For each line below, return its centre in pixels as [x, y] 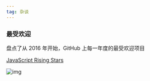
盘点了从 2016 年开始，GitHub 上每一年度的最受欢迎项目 [76, 48]
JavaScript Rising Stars [35, 60]
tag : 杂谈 [17, 12]
